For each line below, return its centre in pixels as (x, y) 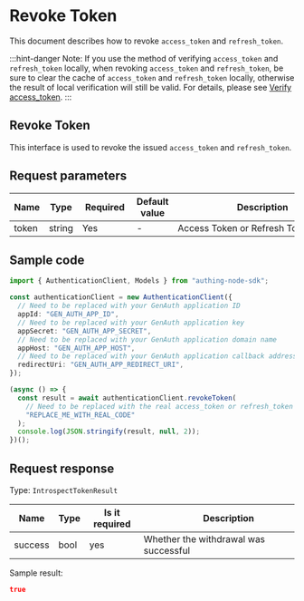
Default (152, 201)
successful (167, 550)
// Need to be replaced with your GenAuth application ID (129, 306)
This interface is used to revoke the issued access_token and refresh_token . (151, 147)
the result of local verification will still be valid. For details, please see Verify (151, 87)
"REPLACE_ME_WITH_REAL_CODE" (81, 415)
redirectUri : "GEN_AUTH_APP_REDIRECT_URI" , (100, 365)
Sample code (47, 260)
